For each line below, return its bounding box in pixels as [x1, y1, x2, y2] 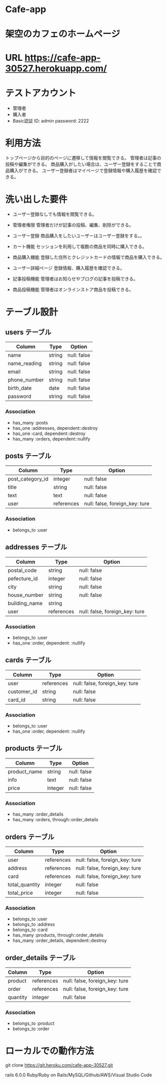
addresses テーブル [5, 543, 67, 551]
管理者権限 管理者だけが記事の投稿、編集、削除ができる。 [12, 222, 134, 228]
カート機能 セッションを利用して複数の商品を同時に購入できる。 [12, 244, 147, 250]
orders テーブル [5, 832, 55, 841]
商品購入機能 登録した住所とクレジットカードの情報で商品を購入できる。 [12, 254, 165, 260]
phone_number [8, 376, 44, 383]
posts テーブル [5, 452, 52, 460]
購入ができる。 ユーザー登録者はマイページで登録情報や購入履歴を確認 [9, 168, 157, 174]
